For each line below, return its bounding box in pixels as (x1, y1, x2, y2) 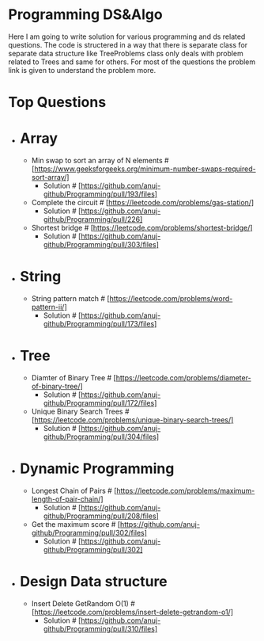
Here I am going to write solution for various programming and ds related (8, 32, 246, 41)
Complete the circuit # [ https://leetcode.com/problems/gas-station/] (31, 198, 255, 208)
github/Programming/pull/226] (43, 215, 143, 224)
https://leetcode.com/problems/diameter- (115, 372, 251, 382)
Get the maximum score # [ (31, 519, 121, 528)
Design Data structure (19, 573, 168, 591)
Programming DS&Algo (8, 6, 164, 24)
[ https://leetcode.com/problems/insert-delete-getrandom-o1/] (31, 607, 234, 616)
